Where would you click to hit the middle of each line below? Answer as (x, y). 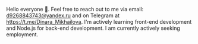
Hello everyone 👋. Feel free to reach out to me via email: (75, 9)
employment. (22, 34)
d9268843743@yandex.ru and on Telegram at (63, 15)
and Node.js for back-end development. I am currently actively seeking (93, 28)
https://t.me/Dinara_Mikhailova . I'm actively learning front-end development (99, 22)
